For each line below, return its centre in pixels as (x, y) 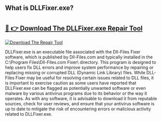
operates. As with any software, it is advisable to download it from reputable (81, 99)
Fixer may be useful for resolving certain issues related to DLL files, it (85, 78)
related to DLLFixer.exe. (29, 114)
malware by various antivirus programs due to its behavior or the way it (76, 93)
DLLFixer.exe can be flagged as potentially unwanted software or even (75, 88)
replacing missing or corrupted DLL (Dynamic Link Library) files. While (75, 72)
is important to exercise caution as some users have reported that (71, 83)
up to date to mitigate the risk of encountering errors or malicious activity (78, 109)
